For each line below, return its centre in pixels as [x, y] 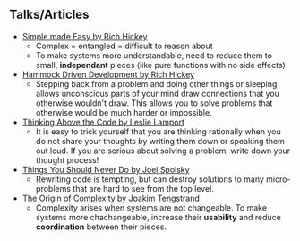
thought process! [67, 159]
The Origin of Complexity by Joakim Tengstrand [111, 198]
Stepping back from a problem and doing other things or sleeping [156, 83]
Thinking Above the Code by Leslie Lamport [103, 122]
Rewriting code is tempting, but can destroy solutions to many [150, 179]
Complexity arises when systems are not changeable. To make [151, 207]
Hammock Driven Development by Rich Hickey [108, 74]
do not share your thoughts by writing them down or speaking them [160, 141]
